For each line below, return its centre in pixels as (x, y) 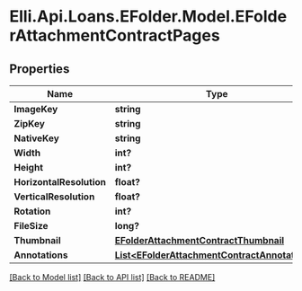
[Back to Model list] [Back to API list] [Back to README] (112, 277)
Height (28, 168)
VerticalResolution (54, 197)
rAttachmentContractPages (115, 35)
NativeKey (37, 138)
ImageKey (36, 109)
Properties (40, 69)
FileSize (31, 226)
